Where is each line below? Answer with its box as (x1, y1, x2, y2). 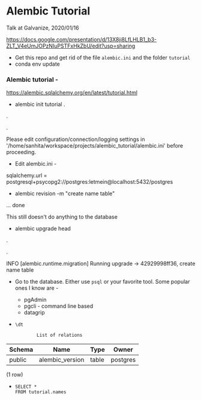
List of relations (37, 333, 83, 339)
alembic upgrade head (14, 225, 71, 233)
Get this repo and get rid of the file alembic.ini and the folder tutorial (14, 54, 191, 61)
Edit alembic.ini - (14, 160, 57, 167)
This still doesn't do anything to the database (6, 213, 118, 220)
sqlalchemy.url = (6, 172, 47, 179)
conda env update (14, 60, 60, 67)
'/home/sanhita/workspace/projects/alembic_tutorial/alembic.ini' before (6, 142, 184, 149)
